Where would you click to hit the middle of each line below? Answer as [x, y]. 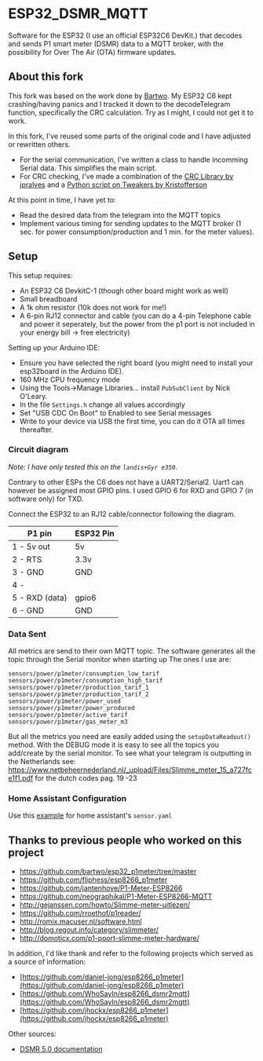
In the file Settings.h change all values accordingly [102, 404]
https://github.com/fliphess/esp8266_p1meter [93, 880]
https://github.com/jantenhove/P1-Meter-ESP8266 [101, 888]
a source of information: [47, 962]
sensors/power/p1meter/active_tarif [68, 715]
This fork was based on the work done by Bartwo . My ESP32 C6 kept [120, 96]
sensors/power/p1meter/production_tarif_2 [79, 695]
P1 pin [40, 533]
